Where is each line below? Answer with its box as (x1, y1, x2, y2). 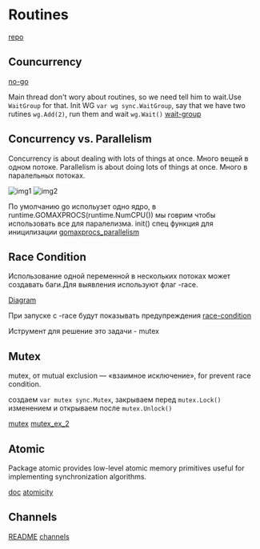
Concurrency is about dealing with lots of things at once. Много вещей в (8, 154, 249, 163)
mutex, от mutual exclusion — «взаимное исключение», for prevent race (8, 371, 252, 381)
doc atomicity (8, 487, 54, 497)
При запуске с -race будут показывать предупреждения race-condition (8, 311, 252, 321)
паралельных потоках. (8, 170, 86, 180)
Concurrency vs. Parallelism (8, 132, 152, 146)
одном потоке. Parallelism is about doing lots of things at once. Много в (8, 162, 248, 171)
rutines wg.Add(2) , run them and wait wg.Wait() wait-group (8, 109, 202, 118)
